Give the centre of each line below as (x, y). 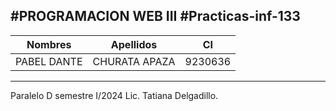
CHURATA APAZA (134, 61)
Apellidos (134, 44)
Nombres (49, 44)
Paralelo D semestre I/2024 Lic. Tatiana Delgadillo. (114, 95)
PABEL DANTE (49, 61)
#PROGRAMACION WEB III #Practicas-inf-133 (155, 16)
